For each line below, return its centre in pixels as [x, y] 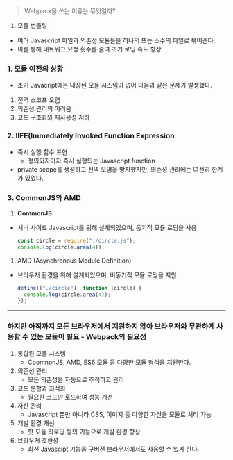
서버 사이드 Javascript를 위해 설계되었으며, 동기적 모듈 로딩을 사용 [107, 227]
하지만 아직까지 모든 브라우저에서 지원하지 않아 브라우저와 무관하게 [111, 327]
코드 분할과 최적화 [41, 388]
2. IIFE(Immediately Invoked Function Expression [91, 136]
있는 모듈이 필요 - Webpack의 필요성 [88, 337]
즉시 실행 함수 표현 [42, 151]
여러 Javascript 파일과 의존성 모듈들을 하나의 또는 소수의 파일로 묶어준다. [116, 40]
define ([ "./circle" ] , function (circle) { [79, 288]
